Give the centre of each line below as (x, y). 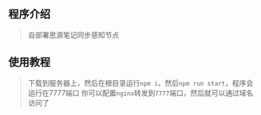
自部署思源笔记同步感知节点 (73, 35)
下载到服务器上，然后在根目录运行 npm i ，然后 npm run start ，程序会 (140, 82)
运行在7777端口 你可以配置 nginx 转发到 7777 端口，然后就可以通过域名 (140, 93)
